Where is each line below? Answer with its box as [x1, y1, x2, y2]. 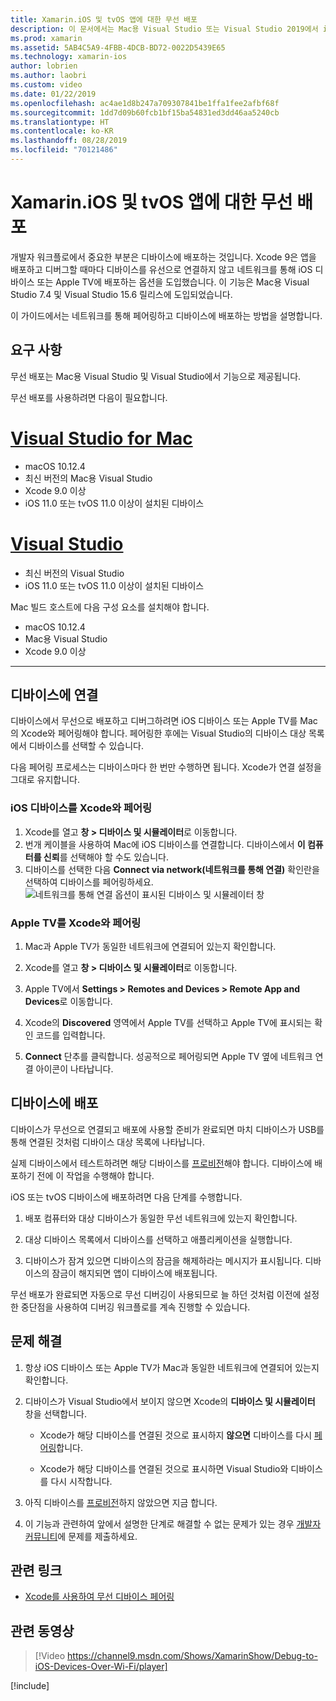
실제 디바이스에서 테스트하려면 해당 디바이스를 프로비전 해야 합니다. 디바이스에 [10, 1157, 313, 1169]
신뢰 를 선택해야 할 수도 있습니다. [43, 851, 169, 863]
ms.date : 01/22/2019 [10, 89, 97, 99]
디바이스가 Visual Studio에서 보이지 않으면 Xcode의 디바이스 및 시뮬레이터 [24, 1395, 316, 1407]
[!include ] [10, 1680, 50, 1692]
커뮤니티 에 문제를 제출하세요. [24, 1530, 138, 1542]
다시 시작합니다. [50, 1475, 113, 1487]
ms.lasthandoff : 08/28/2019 [10, 136, 128, 146]
